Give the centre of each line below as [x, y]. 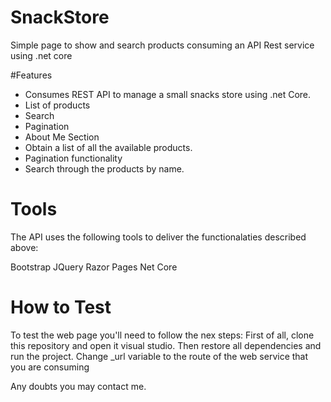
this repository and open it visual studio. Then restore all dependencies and [166, 345]
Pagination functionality [73, 158]
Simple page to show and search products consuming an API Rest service [162, 45]
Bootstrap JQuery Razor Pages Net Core [94, 267]
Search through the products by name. [104, 168]
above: [24, 247]
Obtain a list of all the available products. [108, 147]
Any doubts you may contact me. [78, 386]
